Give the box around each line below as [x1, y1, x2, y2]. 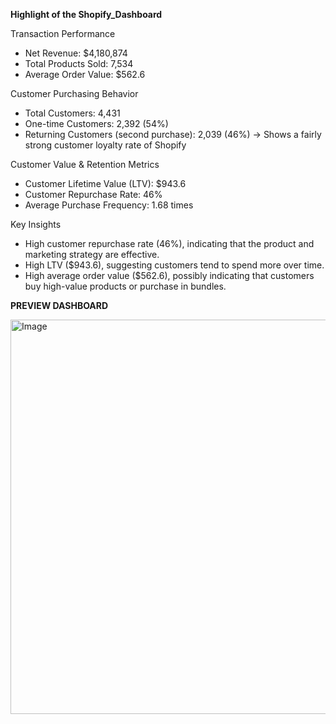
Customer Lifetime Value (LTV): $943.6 [24, 178, 187, 189]
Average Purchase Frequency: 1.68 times [24, 199, 194, 211]
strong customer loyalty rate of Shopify [24, 139, 187, 151]
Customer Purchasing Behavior [10, 88, 139, 99]
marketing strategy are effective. [24, 249, 160, 260]
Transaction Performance [10, 28, 116, 39]
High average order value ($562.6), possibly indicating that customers [24, 270, 315, 281]
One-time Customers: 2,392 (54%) [24, 118, 169, 129]
